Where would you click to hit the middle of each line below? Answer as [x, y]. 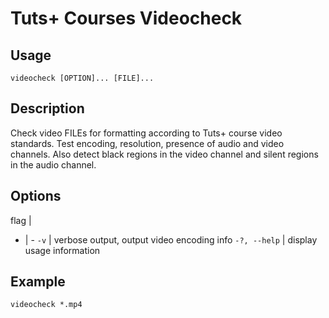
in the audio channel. [53, 164]
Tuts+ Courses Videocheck [126, 18]
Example [38, 282]
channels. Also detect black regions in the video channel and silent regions [164, 154]
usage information [62, 250]
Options [36, 196]
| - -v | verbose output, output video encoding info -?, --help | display [171, 239]
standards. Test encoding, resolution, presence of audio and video [147, 143]
